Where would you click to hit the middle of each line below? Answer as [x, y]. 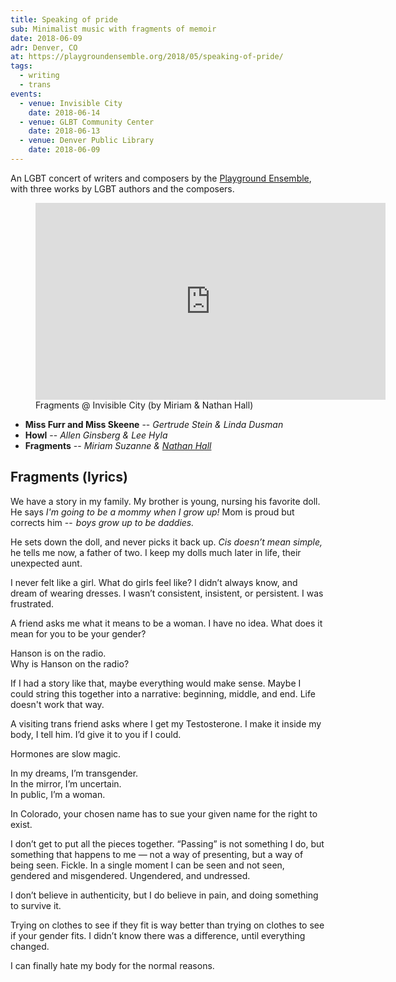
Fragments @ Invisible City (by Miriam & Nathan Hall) [144, 405]
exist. [21, 824]
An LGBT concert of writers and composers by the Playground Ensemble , [161, 178]
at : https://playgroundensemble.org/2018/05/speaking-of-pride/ [147, 57]
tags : [21, 66]
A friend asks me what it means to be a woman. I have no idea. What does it [166, 623]
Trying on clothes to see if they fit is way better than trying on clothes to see [167, 925]
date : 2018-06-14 [64, 112]
